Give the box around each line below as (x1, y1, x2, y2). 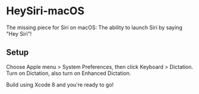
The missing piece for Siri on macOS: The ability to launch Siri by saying (6, 24, 182, 31)
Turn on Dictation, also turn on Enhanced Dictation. (6, 70, 131, 77)
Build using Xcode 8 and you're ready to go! (6, 81, 114, 88)
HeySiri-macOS (6, 4, 85, 18)
